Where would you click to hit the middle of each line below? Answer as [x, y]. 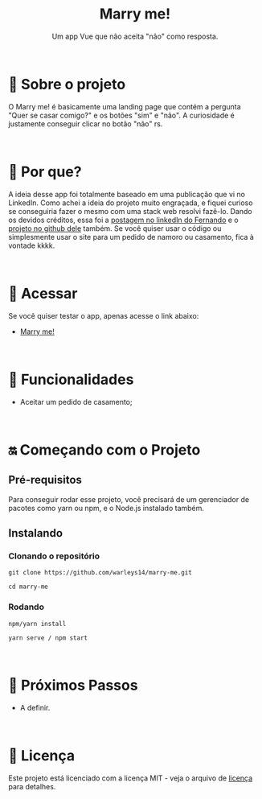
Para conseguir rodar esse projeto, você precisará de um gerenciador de [129, 499]
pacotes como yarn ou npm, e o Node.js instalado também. [106, 508]
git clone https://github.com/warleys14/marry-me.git [100, 573]
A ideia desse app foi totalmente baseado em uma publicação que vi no [127, 194]
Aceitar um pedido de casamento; [76, 402]
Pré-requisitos [45, 480]
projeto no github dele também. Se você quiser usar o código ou [115, 228]
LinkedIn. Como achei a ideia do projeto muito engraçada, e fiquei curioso [131, 203]
